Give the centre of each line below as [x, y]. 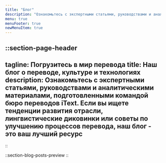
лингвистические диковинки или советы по [77, 118]
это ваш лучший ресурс [44, 134]
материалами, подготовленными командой [77, 95]
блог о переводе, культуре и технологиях [73, 72]
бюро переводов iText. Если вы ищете [67, 103]
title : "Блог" [20, 10]
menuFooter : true [23, 23]
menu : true [16, 19]
